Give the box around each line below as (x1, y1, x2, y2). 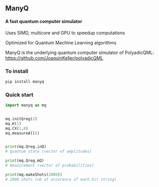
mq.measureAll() (5, 130, 40, 136)
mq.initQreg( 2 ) (5, 116, 38, 121)
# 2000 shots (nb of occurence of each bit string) (5, 177, 117, 182)
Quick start (5, 91, 34, 98)
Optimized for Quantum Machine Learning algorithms (5, 39, 117, 45)
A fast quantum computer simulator (5, 18, 82, 24)
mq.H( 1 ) (5, 121, 22, 126)
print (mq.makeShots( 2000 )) (5, 172, 62, 177)
